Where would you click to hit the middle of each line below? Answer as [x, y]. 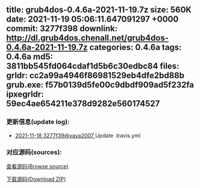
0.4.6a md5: [30, 57]
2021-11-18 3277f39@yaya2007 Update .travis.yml [77, 135]
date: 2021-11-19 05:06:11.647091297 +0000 [92, 20]
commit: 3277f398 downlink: [62, 29]
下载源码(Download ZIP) [36, 179]
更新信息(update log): [38, 122]
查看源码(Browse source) [37, 166]
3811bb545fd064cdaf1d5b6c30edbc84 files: [93, 66]
